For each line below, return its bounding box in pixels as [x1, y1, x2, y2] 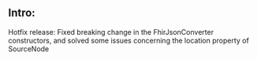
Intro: [8, 6, 35, 20]
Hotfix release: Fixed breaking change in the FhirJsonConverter [8, 27, 214, 36]
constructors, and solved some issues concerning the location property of [8, 36, 250, 45]
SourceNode [8, 43, 50, 54]
